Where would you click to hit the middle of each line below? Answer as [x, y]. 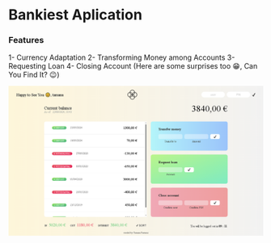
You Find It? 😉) [34, 75]
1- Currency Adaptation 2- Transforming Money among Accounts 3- [122, 57]
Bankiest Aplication [76, 15]
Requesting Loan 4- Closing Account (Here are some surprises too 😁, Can [133, 66]
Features [26, 40]
